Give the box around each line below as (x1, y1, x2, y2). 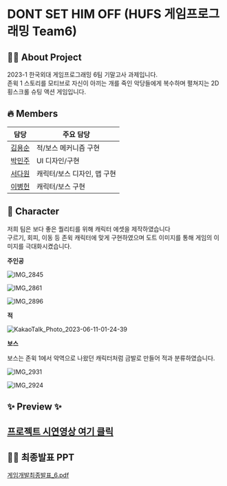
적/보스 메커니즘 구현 (36, 142, 100, 152)
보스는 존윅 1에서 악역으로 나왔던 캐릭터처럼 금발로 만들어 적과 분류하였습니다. (7, 354, 215, 362)
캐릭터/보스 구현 (36, 182, 86, 191)
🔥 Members (7, 108, 58, 120)
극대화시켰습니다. (25, 242, 72, 250)
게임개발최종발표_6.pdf (7, 471, 69, 479)
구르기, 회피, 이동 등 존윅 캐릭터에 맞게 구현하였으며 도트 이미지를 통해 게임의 (7, 233, 213, 242)
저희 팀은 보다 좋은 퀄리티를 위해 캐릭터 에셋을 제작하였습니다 (7, 224, 171, 233)
